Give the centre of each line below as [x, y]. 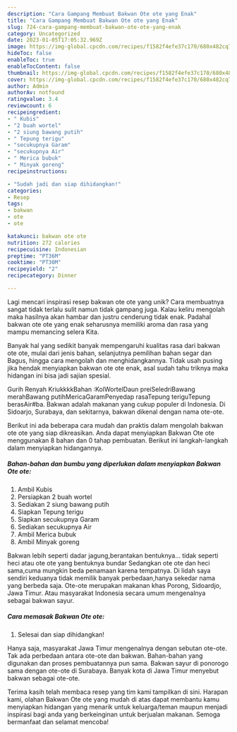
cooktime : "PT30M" [34, 263]
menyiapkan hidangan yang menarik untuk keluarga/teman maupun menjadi [117, 707]
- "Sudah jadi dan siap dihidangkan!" [64, 184]
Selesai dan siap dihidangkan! [61, 634]
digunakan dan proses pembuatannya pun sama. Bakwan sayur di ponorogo [118, 663]
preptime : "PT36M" [34, 256]
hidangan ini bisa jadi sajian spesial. [59, 376]
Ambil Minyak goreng [48, 541]
